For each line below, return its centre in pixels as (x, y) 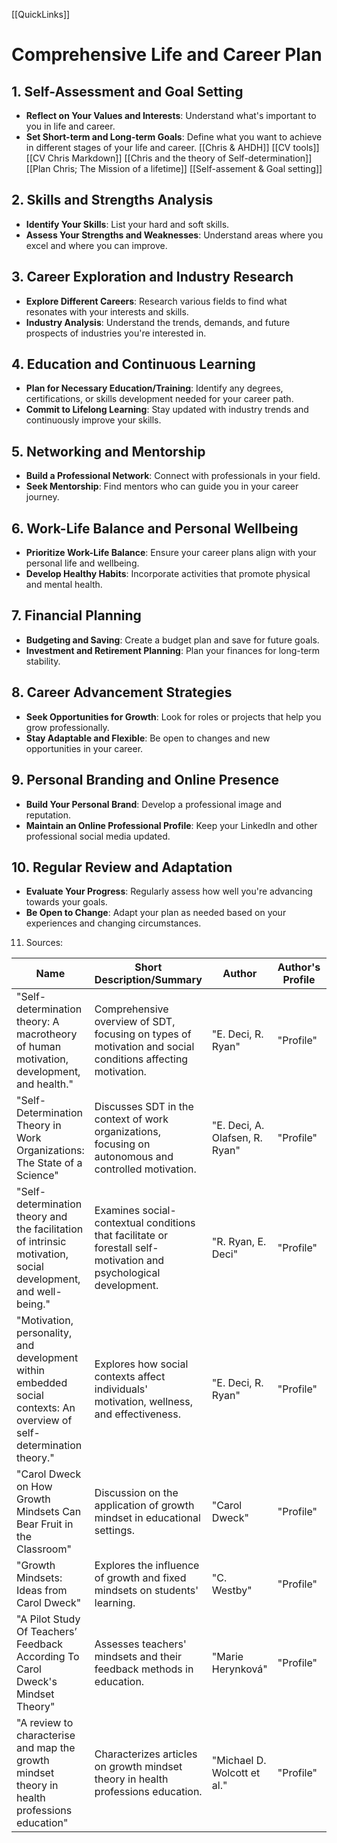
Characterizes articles (146, 1754)
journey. (42, 497)
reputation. (48, 815)
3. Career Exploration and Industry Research (152, 277)
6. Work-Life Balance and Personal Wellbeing (155, 528)
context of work (131, 1119)
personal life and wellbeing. (82, 563)
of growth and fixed (140, 1578)
